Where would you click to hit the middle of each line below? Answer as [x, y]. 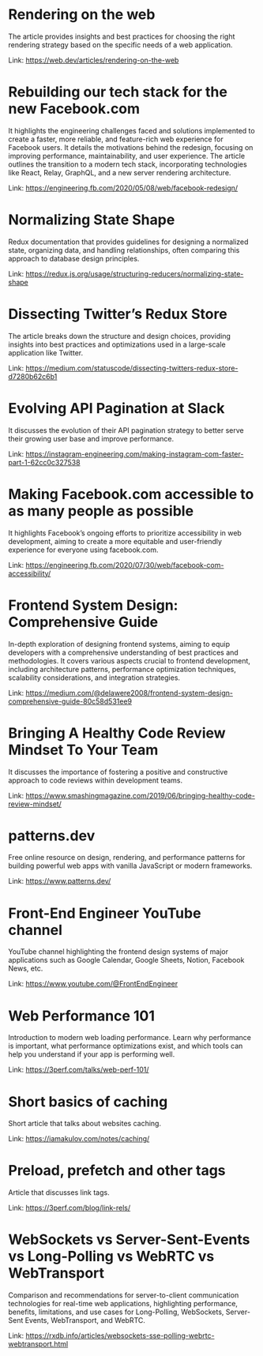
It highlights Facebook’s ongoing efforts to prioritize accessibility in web [125, 533]
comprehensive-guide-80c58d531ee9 [70, 701]
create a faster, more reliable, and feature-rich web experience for [116, 139]
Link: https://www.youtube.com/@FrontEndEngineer [93, 984]
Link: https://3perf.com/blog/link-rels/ [70, 1208]
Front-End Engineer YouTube [105, 913]
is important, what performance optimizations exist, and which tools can [126, 1046]
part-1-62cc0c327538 [44, 462]
